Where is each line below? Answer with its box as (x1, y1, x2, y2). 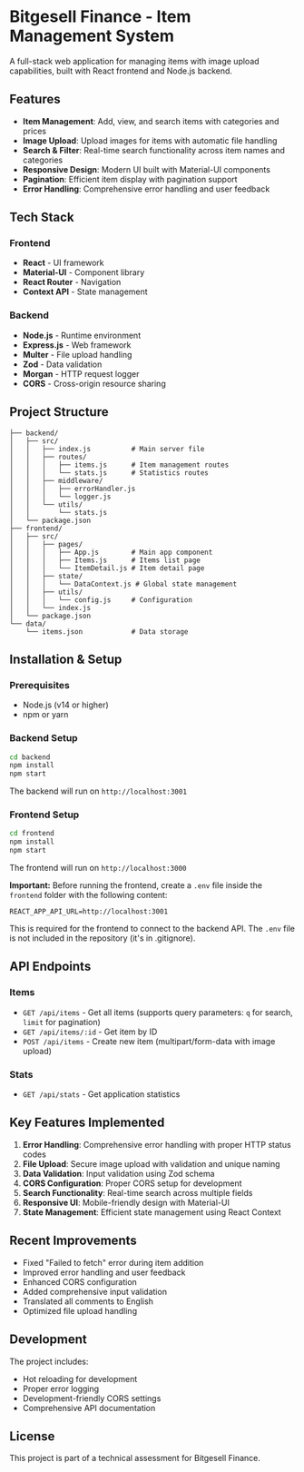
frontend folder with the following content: (9, 890, 168, 901)
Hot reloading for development (22, 1373, 138, 1384)
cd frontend (9, 829, 54, 838)
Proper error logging (22, 1383, 100, 1394)
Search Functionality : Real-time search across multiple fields (22, 1187, 253, 1198)
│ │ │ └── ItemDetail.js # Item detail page (9, 563, 205, 573)
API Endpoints (9, 959, 92, 974)
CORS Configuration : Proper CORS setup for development (22, 1178, 242, 1189)
